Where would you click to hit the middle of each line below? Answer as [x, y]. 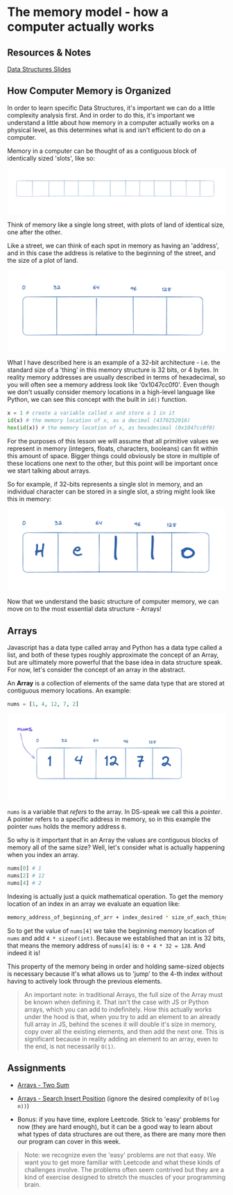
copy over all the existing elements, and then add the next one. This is [124, 1031]
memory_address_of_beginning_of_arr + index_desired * [88, 917]
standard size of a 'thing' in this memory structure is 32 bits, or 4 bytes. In [113, 370]
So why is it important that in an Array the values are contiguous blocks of [113, 840]
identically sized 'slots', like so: [51, 158]
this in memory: [29, 498]
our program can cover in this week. [69, 1141]
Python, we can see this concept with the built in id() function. [97, 400]
